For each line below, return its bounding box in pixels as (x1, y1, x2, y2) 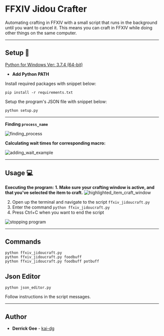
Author (5, 313, 27, 321)
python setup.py (5, 108, 38, 113)
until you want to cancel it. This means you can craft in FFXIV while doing (5, 24, 153, 30)
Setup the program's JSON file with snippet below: (5, 99, 107, 105)
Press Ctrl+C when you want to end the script (12, 209, 104, 215)
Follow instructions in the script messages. (5, 294, 91, 300)
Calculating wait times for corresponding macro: (5, 140, 106, 146)
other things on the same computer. (5, 30, 77, 36)
